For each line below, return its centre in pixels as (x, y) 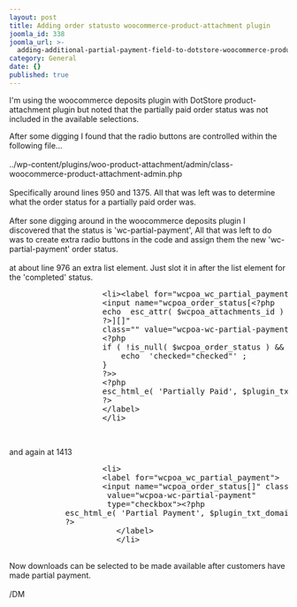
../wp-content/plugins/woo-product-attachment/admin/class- (122, 164)
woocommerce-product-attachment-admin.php (96, 173)
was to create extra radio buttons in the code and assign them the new (138, 239)
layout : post (33, 17)
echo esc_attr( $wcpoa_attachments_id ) (193, 311)
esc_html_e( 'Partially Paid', (170, 391)
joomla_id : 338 (37, 34)
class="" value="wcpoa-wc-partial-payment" (198, 329)
